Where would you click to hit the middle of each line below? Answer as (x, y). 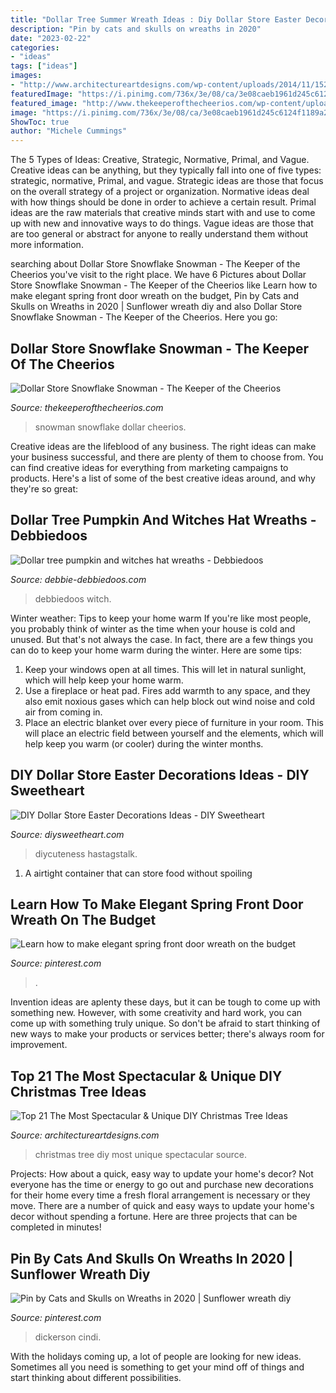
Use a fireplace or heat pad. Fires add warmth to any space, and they (167, 690)
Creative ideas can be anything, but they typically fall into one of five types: (166, 170)
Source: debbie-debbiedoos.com (78, 579)
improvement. (39, 1045)
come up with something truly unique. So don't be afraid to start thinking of (165, 1023)
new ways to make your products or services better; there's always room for (167, 1034)
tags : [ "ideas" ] (44, 66)
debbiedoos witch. (73, 598)
